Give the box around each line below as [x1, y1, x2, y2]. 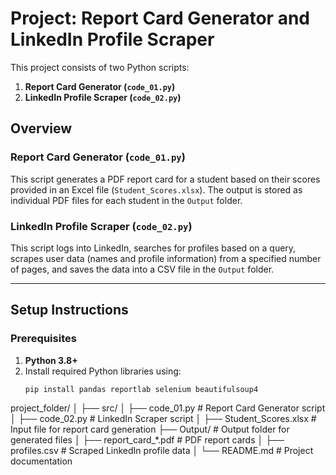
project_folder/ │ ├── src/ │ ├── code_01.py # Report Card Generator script [10, 402, 326, 414]
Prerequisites [10, 332, 77, 346]
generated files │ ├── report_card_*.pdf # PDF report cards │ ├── [10, 434, 285, 446]
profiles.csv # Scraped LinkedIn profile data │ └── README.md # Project [10, 445, 314, 457]
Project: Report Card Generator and [10, 7, 310, 30]
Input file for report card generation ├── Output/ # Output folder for [10, 423, 290, 436]
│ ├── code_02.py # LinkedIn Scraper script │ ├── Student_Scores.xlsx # [10, 413, 317, 425]
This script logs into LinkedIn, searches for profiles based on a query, [10, 242, 297, 254]
